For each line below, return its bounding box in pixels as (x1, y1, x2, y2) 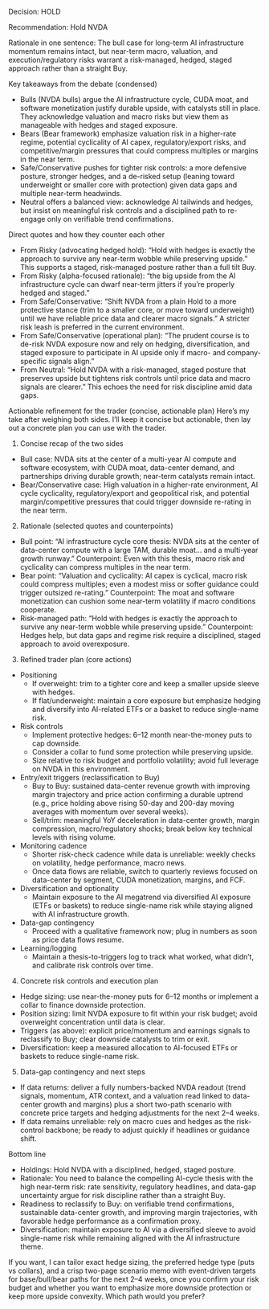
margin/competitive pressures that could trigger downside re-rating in (19, 497, 251, 506)
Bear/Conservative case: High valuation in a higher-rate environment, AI (19, 480, 259, 489)
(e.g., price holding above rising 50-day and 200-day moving (31, 799, 234, 808)
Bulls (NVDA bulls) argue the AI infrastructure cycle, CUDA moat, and (19, 95, 249, 104)
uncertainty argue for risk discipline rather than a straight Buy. (19, 1191, 226, 1200)
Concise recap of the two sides (19, 439, 124, 448)
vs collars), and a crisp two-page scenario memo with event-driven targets (8, 1266, 256, 1275)
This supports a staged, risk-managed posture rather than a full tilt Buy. (19, 263, 257, 272)
